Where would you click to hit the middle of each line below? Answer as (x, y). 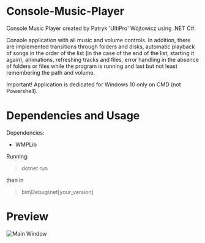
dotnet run (35, 168)
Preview (28, 217)
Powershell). (22, 91)
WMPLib (26, 144)
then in (15, 180)
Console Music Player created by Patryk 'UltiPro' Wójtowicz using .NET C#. (101, 28)
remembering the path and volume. (51, 72)
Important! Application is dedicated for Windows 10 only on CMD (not (94, 84)
